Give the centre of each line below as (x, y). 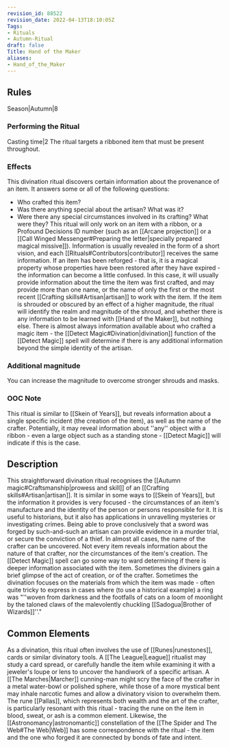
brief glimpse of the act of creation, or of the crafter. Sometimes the (103, 575)
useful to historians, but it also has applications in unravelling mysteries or (111, 517)
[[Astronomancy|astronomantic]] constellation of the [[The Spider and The (112, 723)
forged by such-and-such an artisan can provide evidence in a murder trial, (113, 532)
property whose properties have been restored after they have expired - (119, 268)
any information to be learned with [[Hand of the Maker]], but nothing (115, 319)
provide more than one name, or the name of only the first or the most (115, 290)
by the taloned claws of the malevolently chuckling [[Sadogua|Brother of (110, 605)
